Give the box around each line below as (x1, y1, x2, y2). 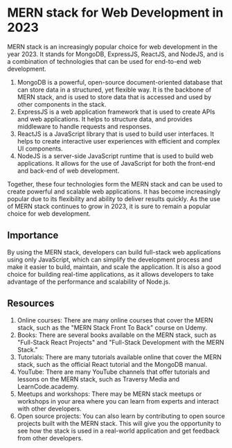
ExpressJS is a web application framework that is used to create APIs (17, 107, 215, 116)
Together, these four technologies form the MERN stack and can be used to (7, 180, 223, 188)
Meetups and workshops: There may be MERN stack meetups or (17, 390, 202, 398)
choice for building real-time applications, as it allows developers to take (7, 270, 214, 278)
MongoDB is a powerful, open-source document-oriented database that (17, 78, 223, 86)
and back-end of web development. (17, 166, 120, 175)
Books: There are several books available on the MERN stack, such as (17, 331, 217, 339)
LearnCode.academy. (17, 382, 79, 390)
